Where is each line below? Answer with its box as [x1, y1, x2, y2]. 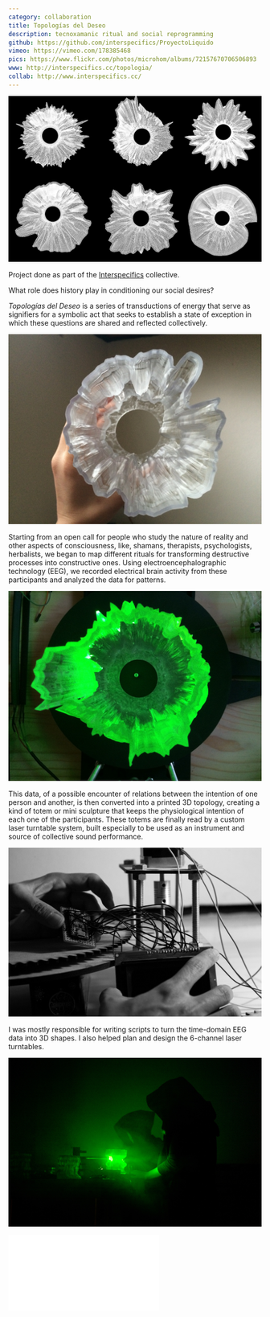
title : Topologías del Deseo [8, 21, 106, 30]
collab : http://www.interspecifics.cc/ [8, 72, 142, 80]
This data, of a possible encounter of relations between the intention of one [8, 789, 259, 798]
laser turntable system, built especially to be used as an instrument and [8, 823, 245, 832]
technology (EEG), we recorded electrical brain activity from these [8, 566, 227, 576]
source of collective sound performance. [8, 831, 144, 841]
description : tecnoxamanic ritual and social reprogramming [8, 30, 215, 38]
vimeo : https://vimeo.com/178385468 [8, 47, 131, 55]
